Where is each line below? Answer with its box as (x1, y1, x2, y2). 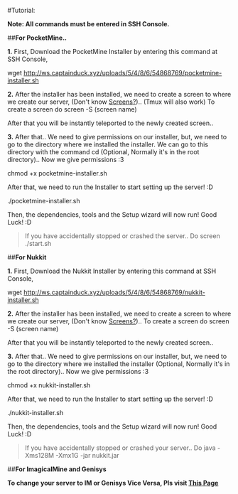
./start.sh (24, 240, 52, 247)
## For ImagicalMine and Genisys (7, 465, 107, 473)
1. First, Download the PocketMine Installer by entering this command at (7, 48, 218, 55)
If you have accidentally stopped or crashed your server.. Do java (24, 444, 216, 452)
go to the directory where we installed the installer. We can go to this (7, 140, 208, 149)
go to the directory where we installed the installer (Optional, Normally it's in (7, 360, 230, 368)
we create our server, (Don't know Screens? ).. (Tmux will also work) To (7, 97, 215, 106)
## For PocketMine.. (7, 33, 67, 42)
